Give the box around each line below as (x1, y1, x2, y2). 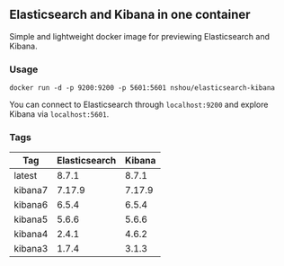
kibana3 (13, 243, 49, 255)
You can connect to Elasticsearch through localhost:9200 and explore (9, 99, 269, 111)
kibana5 (13, 213, 49, 226)
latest (13, 170, 38, 182)
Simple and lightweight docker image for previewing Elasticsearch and (9, 31, 271, 41)
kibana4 (13, 228, 49, 241)
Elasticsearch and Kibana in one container (9, 7, 251, 22)
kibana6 (13, 199, 49, 211)
